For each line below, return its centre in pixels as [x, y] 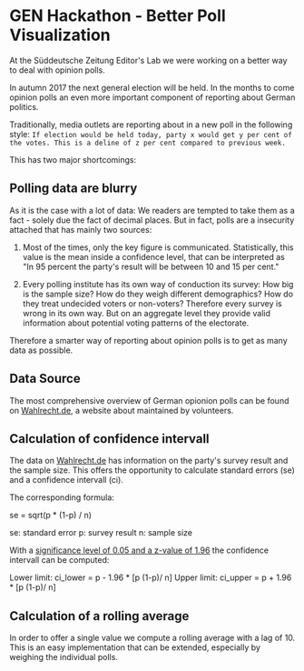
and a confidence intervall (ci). [67, 480]
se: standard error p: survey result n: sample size [101, 533]
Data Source [45, 379]
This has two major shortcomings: [73, 159]
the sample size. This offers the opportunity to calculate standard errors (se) [152, 470]
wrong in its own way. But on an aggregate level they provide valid [146, 313]
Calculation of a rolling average [99, 616]
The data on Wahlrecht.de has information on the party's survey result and [149, 461]
